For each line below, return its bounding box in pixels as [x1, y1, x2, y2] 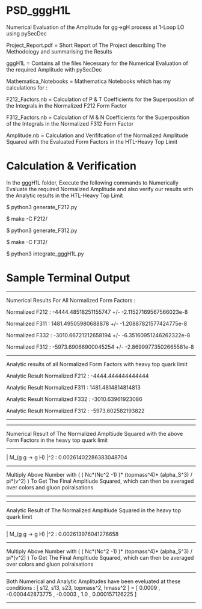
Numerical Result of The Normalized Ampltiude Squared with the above [6, 430, 183, 437]
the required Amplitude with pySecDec [6, 66, 102, 73]
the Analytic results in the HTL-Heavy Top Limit [6, 192, 123, 199]
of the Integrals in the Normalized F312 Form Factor [6, 120, 134, 127]
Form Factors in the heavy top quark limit [6, 436, 108, 444]
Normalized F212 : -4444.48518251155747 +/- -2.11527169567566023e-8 [6, 308, 188, 316]
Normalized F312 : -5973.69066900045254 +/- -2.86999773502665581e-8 [6, 343, 194, 350]
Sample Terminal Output [6, 271, 130, 285]
